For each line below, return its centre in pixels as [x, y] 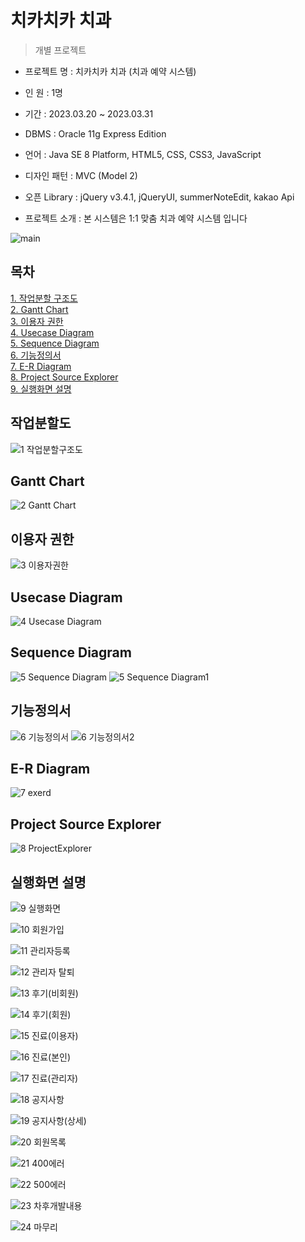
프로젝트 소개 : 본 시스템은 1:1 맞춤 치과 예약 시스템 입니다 [136, 218]
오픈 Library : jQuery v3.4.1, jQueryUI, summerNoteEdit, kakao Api [159, 197]
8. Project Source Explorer [64, 377]
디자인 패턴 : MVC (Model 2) [81, 175]
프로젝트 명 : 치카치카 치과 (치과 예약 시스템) [110, 71]
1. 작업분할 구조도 [44, 298]
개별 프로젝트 [60, 50]
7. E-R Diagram [41, 366]
